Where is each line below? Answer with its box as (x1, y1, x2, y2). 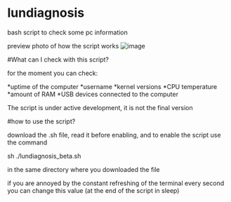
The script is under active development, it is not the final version (7, 103, 193, 112)
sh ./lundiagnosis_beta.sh (7, 151, 81, 160)
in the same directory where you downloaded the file (7, 165, 160, 173)
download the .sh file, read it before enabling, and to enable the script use (7, 130, 221, 139)
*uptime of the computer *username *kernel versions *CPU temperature (7, 82, 218, 90)
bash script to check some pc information (7, 28, 128, 36)
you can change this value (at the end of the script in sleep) (7, 186, 180, 194)
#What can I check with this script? (7, 55, 109, 64)
